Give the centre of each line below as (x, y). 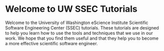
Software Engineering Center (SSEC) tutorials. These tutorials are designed (82, 27)
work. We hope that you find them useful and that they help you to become (82, 38)
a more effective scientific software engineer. (51, 43)
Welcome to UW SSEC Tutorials (71, 9)
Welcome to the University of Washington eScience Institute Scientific (77, 23)
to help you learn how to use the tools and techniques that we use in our (79, 33)
